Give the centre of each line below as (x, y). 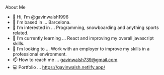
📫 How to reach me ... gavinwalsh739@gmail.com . (66, 60)
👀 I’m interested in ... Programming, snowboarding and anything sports (86, 27)
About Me (16, 7)
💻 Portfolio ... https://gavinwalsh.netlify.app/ (59, 67)
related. (20, 33)
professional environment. (39, 54)
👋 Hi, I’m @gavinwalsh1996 (40, 17)
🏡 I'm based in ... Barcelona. (42, 22)
